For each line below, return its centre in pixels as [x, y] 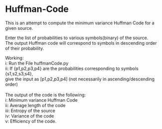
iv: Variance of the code [30, 116]
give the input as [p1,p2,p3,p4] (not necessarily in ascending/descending [80, 79]
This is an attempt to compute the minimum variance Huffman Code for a [80, 23]
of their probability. [25, 48]
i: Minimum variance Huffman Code [41, 100]
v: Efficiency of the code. [31, 121]
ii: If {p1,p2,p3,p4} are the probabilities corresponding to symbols [72, 68]
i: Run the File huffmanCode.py [37, 63]
